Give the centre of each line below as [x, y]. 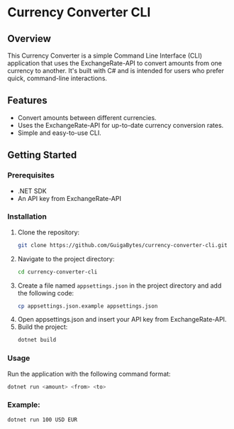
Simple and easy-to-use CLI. [59, 133]
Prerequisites [31, 175]
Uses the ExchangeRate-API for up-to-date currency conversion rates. [121, 125]
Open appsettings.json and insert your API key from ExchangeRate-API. [122, 320]
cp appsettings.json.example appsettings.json [88, 306]
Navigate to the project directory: [66, 259]
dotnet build [37, 340]
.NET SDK [32, 191]
